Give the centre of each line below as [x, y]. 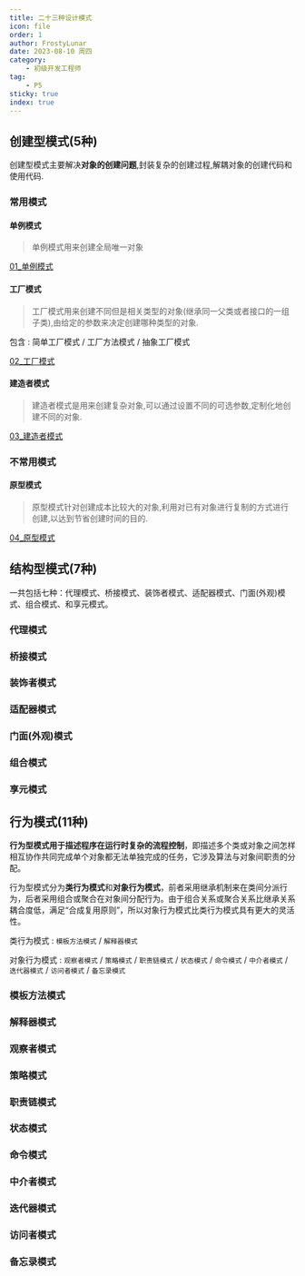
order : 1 [26, 35]
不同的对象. [61, 416]
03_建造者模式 [36, 436]
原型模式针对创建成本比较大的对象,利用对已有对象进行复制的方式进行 [160, 507]
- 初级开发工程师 [54, 69]
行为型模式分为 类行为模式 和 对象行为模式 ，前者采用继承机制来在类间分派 [144, 887]
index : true [32, 102]
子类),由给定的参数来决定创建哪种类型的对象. [115, 322]
